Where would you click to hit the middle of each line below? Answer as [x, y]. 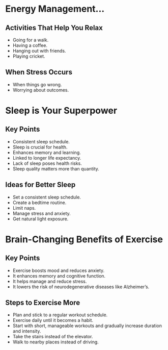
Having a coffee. [30, 45]
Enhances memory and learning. [47, 152]
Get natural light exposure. [40, 219]
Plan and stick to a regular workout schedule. [60, 315]
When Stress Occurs [39, 72]
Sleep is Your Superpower [61, 111]
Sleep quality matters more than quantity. [56, 168]
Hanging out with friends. [39, 51]
